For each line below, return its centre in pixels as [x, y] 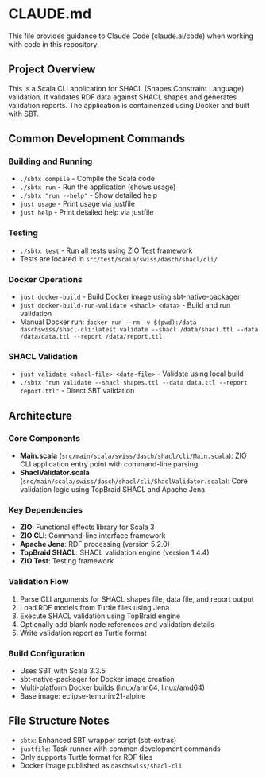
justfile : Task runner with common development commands [120, 749]
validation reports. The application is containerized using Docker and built [129, 105]
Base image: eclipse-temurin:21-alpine [83, 695]
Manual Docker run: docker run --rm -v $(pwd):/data [108, 322]
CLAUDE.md [50, 14]
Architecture [40, 415]
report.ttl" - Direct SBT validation [77, 391]
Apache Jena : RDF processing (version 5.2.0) [95, 544]
